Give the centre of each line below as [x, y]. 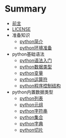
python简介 [31, 41]
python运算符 [34, 79]
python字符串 [34, 111]
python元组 [31, 105]
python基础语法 [28, 54]
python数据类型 [36, 67]
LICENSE [21, 29]
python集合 [31, 117]
